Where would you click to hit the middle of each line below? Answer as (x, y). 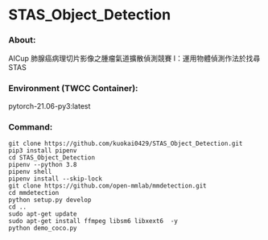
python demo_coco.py (43, 228)
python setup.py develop (50, 200)
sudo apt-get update (43, 214)
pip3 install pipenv (43, 151)
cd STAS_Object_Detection (52, 158)
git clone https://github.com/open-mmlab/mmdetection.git (107, 186)
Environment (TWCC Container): (73, 89)
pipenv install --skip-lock (56, 179)
